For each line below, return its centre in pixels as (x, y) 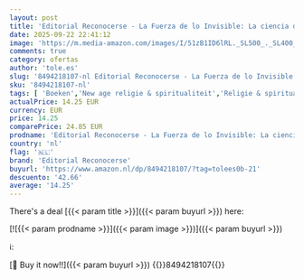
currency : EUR (36, 110)
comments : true (38, 51)
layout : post (34, 18)
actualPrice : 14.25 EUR (54, 102)
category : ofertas (44, 60)
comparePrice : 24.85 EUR (56, 127)
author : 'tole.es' (44, 69)
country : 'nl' (36, 144)
